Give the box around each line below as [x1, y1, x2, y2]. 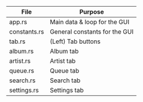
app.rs [9, 18, 28, 26]
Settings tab [50, 86, 84, 94]
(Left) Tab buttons [50, 37, 101, 46]
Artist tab [50, 57, 76, 65]
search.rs [9, 76, 36, 85]
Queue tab [50, 67, 80, 74]
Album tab [50, 47, 79, 55]
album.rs [9, 47, 34, 55]
